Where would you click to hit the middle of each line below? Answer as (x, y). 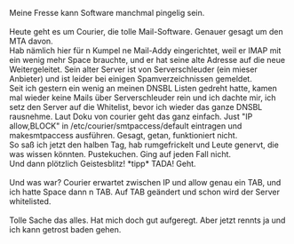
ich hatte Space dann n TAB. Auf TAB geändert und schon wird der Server (145, 192)
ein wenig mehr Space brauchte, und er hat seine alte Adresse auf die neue (147, 60)
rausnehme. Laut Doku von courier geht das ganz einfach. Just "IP (131, 116)
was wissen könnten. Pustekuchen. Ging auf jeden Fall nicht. (120, 154)
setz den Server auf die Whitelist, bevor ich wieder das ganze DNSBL (136, 107)
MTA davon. (31, 41)
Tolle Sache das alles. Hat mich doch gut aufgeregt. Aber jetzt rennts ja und (147, 220)
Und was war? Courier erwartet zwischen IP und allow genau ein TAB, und (145, 182)
